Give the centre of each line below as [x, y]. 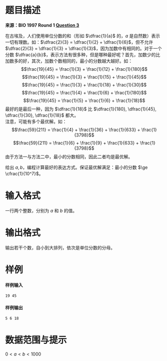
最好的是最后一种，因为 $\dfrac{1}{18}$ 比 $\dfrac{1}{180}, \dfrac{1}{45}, [81, 109]
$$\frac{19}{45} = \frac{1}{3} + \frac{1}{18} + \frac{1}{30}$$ [84, 85]
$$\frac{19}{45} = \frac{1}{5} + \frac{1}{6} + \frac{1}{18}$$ [84, 100]
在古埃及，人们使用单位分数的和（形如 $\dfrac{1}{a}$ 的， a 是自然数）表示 [83, 36]
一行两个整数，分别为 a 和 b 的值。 [41, 210]
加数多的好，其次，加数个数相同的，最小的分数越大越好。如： [69, 61]
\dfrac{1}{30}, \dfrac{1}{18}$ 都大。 [42, 115]
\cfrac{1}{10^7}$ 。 [24, 173]
